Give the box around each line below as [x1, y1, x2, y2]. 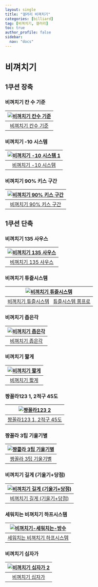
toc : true [5, 26, 25, 30]
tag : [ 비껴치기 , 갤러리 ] [5, 21, 49, 26]
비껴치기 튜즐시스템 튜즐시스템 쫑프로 [7, 298, 91, 305]
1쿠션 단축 [5, 219, 33, 227]
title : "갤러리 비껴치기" [5, 12, 51, 17]
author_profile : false [5, 30, 51, 35]
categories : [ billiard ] [5, 16, 54, 21]
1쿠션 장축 [5, 83, 33, 91]
